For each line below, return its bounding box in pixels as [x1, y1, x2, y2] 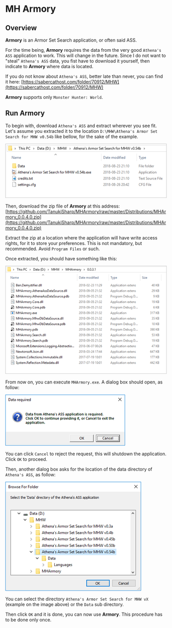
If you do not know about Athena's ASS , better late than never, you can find [5, 73, 163, 79]
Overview [5, 24, 37, 32]
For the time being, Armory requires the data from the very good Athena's [5, 47, 162, 53]
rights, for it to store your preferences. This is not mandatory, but [5, 240, 142, 247]
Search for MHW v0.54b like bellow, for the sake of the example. [5, 133, 138, 139]
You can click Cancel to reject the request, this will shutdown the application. [5, 451, 167, 457]
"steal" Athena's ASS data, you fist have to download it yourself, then [5, 58, 150, 64]
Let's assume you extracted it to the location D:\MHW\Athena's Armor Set [5, 128, 158, 134]
